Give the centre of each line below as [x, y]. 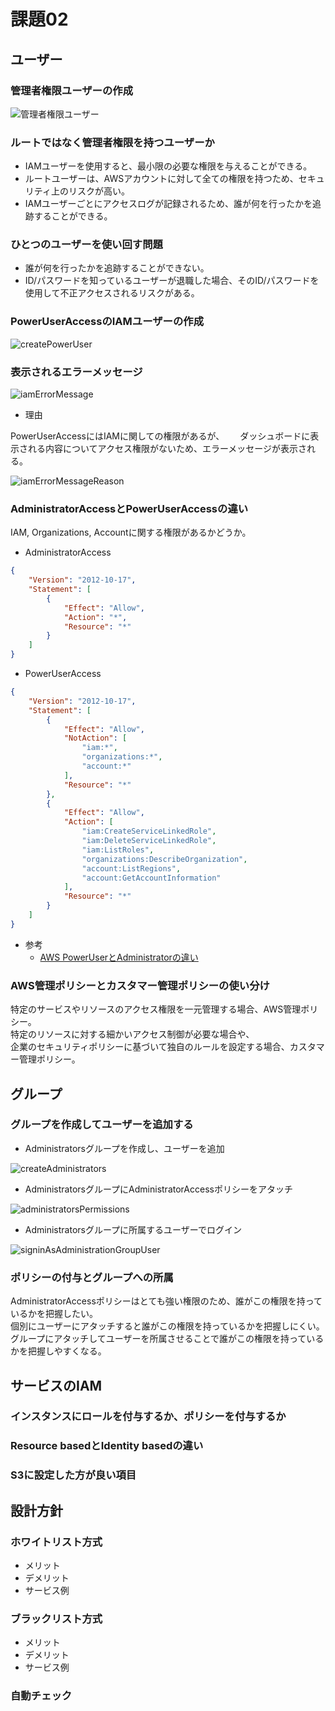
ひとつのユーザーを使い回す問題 [86, 245]
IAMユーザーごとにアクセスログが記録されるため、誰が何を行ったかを [168, 204]
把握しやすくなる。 [67, 1351]
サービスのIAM [56, 1385]
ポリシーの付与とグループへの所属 [92, 1277]
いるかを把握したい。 [54, 1314]
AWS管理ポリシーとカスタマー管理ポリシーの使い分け [140, 985]
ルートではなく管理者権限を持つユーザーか [112, 142]
